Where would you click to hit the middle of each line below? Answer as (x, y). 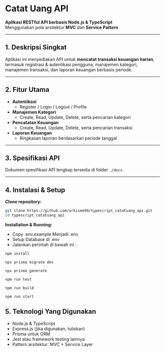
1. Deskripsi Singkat (36, 47)
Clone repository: (23, 202)
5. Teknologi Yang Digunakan (51, 311)
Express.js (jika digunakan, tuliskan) (48, 328)
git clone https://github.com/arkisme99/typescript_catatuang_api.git (79, 211)
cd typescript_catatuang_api (35, 216)
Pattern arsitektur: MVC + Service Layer (53, 344)
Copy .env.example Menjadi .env (45, 234)
